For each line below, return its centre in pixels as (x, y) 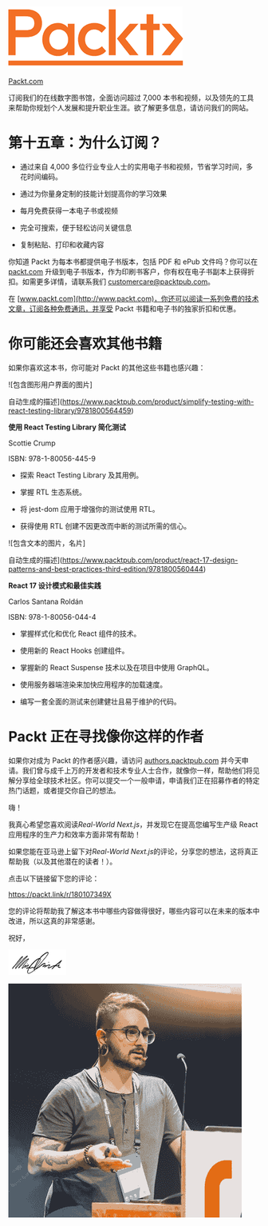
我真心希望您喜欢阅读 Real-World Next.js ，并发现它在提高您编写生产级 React (133, 824)
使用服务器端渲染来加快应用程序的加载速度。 (93, 684)
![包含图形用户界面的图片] (51, 384)
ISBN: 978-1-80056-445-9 (52, 458)
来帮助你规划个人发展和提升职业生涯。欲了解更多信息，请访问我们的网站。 (130, 108)
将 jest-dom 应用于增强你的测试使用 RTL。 (89, 509)
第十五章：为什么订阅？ (85, 143)
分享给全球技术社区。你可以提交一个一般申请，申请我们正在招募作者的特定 (137, 780)
